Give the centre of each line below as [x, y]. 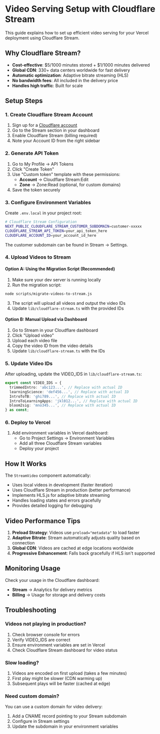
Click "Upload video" [33, 335]
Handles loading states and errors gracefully [56, 500]
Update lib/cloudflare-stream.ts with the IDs [58, 350]
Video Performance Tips [43, 521]
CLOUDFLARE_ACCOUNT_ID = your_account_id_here [51, 235]
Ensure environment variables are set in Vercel [58, 645]
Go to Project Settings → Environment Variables [67, 438]
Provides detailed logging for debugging [52, 506]
